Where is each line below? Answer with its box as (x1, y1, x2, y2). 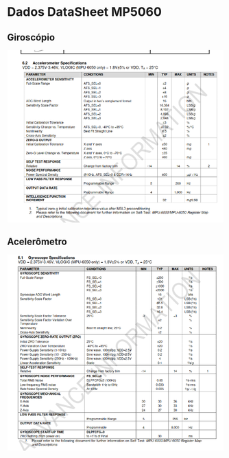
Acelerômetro (7, 236, 67, 248)
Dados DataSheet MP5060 (7, 4, 162, 20)
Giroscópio (7, 32, 56, 43)
